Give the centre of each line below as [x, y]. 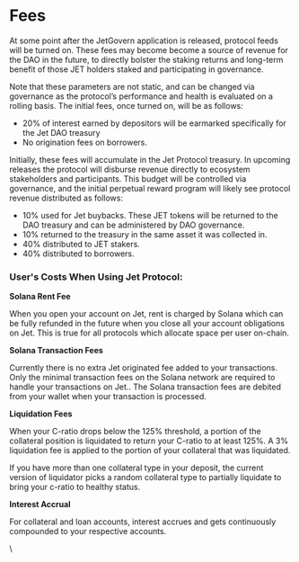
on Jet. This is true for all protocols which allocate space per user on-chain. [149, 333]
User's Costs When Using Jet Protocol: [96, 277]
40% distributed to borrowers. [78, 254]
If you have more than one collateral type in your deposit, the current [136, 468]
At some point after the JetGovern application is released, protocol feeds [144, 40]
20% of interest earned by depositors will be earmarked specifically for [154, 123]
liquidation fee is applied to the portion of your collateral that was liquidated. [150, 450]
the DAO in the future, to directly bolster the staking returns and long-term [146, 59]
